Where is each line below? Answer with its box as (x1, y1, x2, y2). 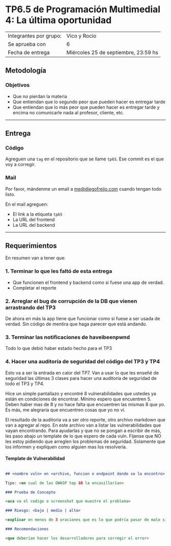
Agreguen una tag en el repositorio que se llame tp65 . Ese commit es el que (5, 156, 164, 162)
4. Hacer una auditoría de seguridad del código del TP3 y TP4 (5, 358, 160, 365)
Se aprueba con (8, 40, 46, 48)
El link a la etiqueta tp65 (12, 211, 63, 217)
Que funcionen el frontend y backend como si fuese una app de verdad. (12, 279, 164, 286)
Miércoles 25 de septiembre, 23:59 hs (66, 49, 159, 56)
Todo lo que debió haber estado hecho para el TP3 (5, 345, 112, 351)
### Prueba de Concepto (5, 489, 56, 495)
